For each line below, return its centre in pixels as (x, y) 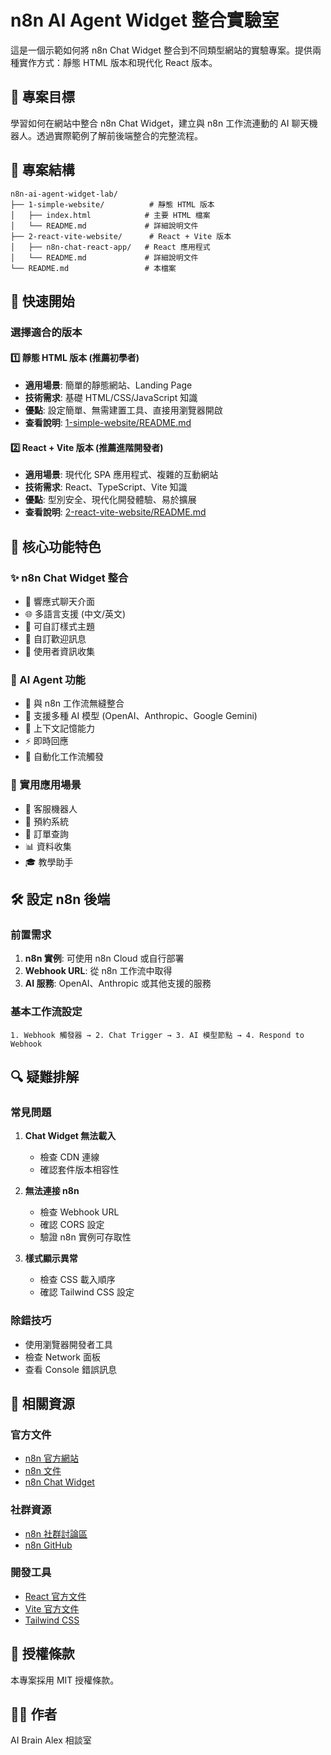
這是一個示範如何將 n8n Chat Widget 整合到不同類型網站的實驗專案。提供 (161, 50)
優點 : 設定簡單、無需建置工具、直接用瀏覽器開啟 (123, 410)
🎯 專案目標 (42, 97)
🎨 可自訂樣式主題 (59, 626)
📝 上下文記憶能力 (59, 728)
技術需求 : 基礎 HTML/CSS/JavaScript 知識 (111, 398)
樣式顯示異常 (51, 1258)
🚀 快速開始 (42, 301)
